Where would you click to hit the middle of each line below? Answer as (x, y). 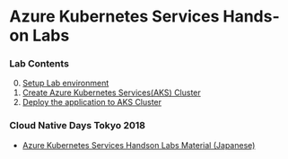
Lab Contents (39, 64)
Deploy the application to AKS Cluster (92, 102)
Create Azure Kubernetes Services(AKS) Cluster (112, 93)
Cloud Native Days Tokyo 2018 (78, 126)
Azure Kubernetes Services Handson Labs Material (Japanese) (139, 145)
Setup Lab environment (65, 84)
